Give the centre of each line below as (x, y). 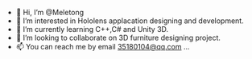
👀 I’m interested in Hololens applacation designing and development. (130, 21)
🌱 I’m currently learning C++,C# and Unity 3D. (92, 29)
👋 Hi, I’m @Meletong (50, 12)
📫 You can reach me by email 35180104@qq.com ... (103, 47)
